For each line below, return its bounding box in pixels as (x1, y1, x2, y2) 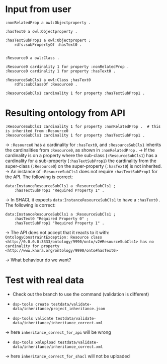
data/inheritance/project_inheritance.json (12, 306, 106, 311)
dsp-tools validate (12, 316, 54, 321)
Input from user (5, 4, 71, 15)
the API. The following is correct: (5, 174, 73, 180)
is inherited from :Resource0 (5, 128, 69, 133)
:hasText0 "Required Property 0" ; (14, 216, 89, 221)
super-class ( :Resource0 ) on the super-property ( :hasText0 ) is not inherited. (5, 163, 162, 169)
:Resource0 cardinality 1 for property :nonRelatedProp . (5, 64, 129, 69)
